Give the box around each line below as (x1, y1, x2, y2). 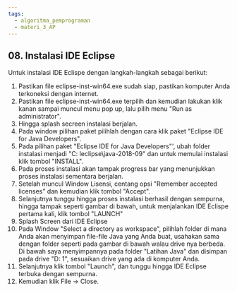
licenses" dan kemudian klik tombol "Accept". (18, 187, 151, 196)
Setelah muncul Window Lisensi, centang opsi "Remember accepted (18, 179, 218, 188)
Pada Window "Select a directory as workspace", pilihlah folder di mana (18, 225, 227, 233)
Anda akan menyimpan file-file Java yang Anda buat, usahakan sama (18, 232, 220, 241)
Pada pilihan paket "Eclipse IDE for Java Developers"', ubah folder (18, 142, 211, 150)
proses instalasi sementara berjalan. (18, 172, 124, 181)
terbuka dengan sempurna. (18, 270, 98, 278)
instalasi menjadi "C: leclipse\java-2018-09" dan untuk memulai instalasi (18, 150, 229, 158)
